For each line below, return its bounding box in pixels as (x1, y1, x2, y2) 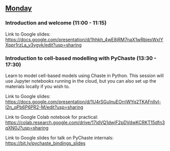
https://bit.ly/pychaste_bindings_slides (5, 140, 86, 146)
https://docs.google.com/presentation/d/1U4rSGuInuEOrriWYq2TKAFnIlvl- (5, 98, 161, 105)
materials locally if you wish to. (5, 83, 70, 89)
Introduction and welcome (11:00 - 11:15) (5, 19, 107, 27)
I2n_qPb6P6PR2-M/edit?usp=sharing (5, 104, 83, 110)
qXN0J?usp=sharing (5, 124, 49, 131)
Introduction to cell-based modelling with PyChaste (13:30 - (5, 55, 157, 62)
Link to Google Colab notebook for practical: (5, 114, 98, 120)
